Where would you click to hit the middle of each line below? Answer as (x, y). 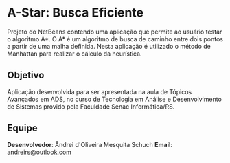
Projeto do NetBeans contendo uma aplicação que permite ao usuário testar (115, 32)
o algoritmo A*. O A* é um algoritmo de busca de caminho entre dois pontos (115, 39)
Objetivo (26, 75)
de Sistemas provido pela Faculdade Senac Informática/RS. (91, 106)
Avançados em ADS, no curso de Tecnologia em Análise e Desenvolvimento (114, 99)
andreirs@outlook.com (39, 152)
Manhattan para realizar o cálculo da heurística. (74, 54)
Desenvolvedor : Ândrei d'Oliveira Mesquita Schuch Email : (90, 144)
